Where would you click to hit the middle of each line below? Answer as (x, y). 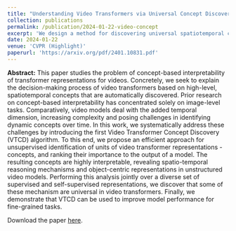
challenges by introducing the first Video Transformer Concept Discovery (113, 132)
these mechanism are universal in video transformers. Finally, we (101, 191)
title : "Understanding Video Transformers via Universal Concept (105, 14)
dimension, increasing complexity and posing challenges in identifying (109, 117)
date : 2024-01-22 (33, 40)
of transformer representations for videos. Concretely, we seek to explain (113, 80)
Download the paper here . (45, 220)
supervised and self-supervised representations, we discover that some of (115, 184)
